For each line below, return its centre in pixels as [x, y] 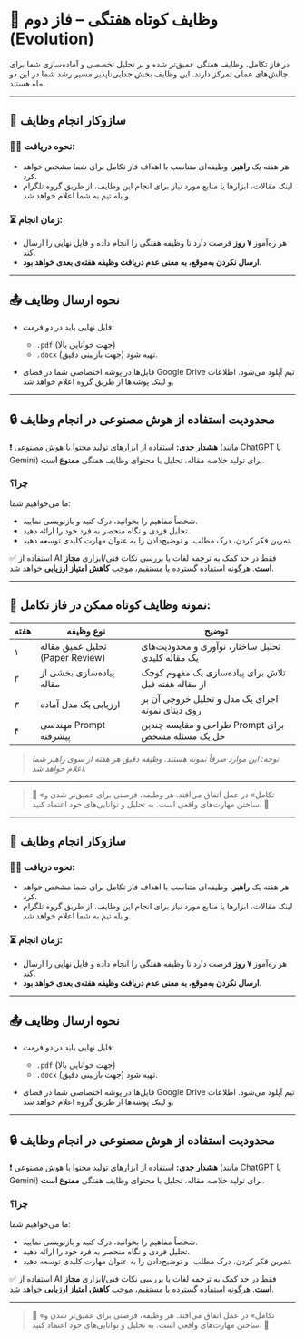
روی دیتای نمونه [171, 710]
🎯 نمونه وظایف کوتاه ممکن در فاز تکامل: [110, 605]
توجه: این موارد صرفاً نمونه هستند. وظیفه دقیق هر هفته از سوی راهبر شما [155, 758]
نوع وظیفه [86, 631]
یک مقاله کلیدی [170, 657]
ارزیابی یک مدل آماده [80, 704]
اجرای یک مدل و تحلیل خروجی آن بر [210, 698]
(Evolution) [52, 39]
